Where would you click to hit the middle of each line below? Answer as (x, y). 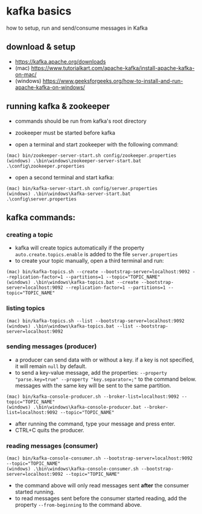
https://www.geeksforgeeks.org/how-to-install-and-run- (113, 81)
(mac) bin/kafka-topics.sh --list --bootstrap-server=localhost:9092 (96, 321)
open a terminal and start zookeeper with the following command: (97, 144)
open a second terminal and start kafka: (65, 177)
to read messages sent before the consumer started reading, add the (101, 498)
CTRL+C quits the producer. (49, 430)
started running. (35, 492)
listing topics (26, 308)
